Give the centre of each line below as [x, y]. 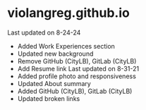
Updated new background [55, 54]
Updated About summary [54, 83]
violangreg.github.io [69, 13]
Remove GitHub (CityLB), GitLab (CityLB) [77, 61]
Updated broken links [49, 98]
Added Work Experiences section [66, 46]
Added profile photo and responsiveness [77, 76]
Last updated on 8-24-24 [44, 32]
